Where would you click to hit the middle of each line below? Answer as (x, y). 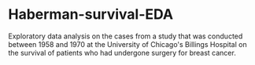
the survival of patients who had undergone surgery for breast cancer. (122, 52)
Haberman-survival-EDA (91, 14)
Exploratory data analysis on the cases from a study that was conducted (126, 36)
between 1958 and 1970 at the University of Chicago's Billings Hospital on (128, 44)
